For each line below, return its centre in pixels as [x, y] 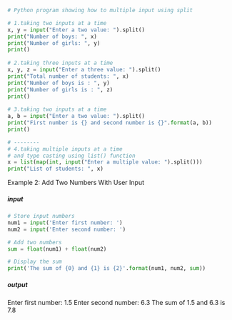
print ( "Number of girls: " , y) [54, 43]
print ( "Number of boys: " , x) [52, 36]
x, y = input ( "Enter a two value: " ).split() [76, 30]
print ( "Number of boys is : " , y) [59, 83]
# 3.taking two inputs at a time [57, 110]
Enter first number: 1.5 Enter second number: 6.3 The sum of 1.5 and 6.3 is [116, 303]
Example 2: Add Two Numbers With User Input [76, 183]
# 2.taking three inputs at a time [60, 63]
